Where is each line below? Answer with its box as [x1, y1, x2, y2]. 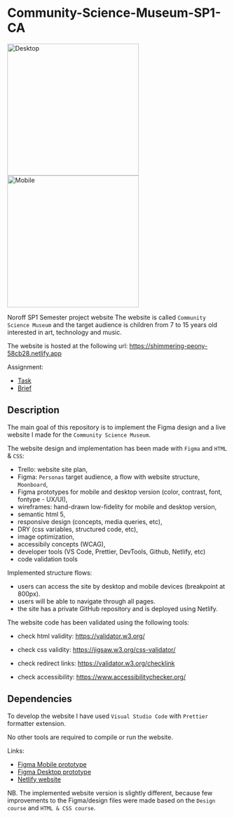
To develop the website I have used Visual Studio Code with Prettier [7, 712, 209, 720]
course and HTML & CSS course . [7, 803, 96, 812]
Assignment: [7, 362, 43, 371]
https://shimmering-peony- [129, 341, 208, 350]
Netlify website [17, 775, 62, 784]
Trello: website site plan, [17, 465, 88, 473]
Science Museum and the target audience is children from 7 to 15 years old [7, 320, 218, 328]
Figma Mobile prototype [17, 760, 87, 768]
